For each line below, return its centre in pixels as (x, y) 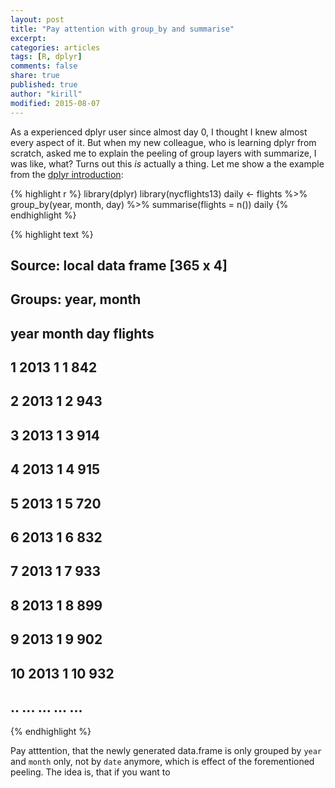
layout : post (37, 19)
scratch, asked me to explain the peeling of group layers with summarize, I (163, 153)
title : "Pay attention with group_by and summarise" (122, 29)
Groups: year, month (76, 299)
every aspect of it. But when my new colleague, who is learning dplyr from (163, 142)
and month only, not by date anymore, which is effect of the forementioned (162, 762)
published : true (44, 85)
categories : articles (55, 47)
